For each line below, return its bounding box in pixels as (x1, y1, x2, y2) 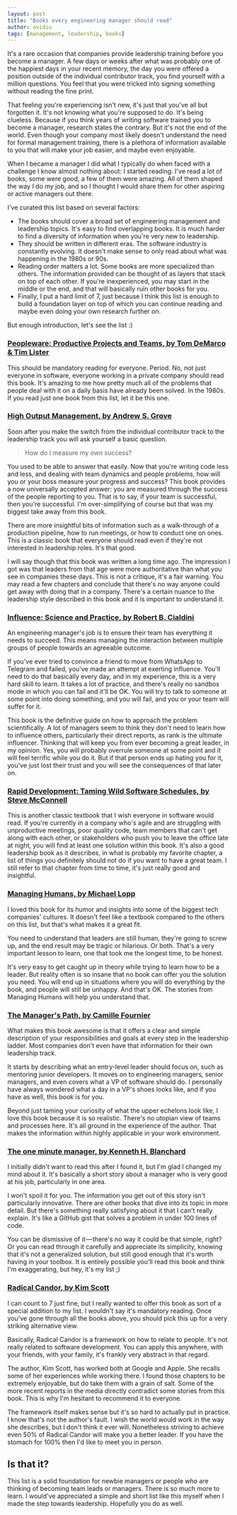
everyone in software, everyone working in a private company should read (7, 371, 224, 379)
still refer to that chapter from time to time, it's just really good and (7, 864, 200, 872)
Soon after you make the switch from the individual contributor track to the (7, 427, 225, 436)
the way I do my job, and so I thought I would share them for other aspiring (7, 182, 225, 191)
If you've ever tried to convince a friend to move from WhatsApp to (7, 657, 203, 666)
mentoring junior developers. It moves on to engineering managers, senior (7, 1070, 224, 1079)
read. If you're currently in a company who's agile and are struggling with (7, 818, 221, 828)
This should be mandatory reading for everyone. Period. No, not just (7, 364, 207, 372)
